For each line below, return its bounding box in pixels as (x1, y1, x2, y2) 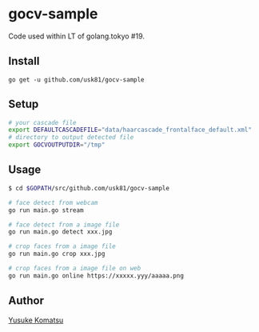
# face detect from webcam (8, 198, 98, 206)
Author (8, 294, 44, 308)
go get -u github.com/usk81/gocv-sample (8, 75, 145, 84)
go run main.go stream (8, 206, 84, 214)
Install (8, 54, 40, 68)
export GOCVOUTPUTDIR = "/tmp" (8, 141, 106, 149)
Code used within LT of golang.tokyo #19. (8, 31, 145, 41)
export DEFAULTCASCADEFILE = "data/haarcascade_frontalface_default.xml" (8, 126, 252, 134)
